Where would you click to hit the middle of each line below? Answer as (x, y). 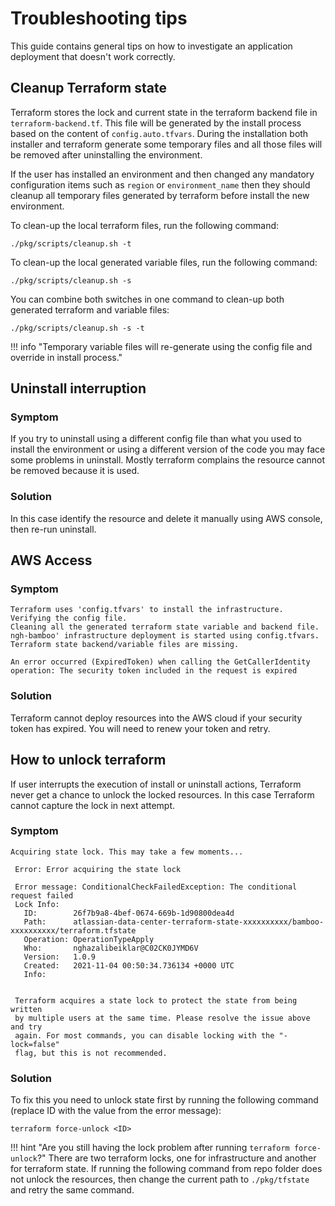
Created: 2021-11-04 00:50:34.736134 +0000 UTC (129, 965)
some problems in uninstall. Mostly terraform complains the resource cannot (168, 460)
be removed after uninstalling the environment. (106, 154)
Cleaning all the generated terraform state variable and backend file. (165, 627)
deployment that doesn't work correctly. (93, 56)
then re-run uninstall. (53, 529)
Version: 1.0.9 (60, 957)
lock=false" (35, 1044)
